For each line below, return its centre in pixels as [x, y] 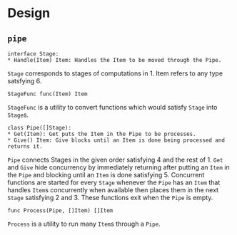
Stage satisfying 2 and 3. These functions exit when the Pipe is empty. [110, 198]
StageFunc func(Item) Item [47, 94]
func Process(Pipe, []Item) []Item [60, 211]
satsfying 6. [25, 81]
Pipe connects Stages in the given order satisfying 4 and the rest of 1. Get [115, 160]
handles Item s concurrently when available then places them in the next [113, 190]
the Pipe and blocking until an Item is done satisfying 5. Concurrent [106, 175]
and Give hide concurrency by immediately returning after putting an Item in [118, 167]
